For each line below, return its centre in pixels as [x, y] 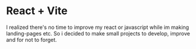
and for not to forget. [32, 40]
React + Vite [37, 11]
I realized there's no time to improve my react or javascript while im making [98, 27]
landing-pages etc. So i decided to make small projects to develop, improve [98, 33]
